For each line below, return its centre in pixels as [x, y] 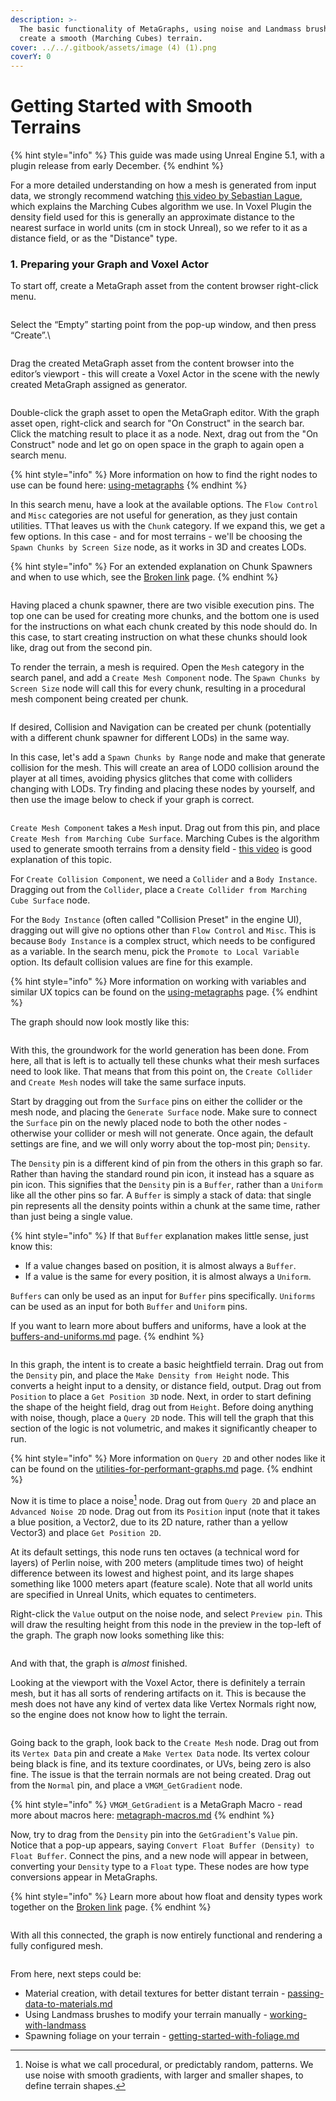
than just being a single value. [71, 1217]
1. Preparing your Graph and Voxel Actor [109, 264]
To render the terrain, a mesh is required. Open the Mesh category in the [157, 667]
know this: [31, 1247]
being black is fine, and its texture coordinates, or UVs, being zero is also [161, 1764]
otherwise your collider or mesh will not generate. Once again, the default [162, 1133]
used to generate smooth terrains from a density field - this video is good [161, 849]
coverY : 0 [31, 57]
